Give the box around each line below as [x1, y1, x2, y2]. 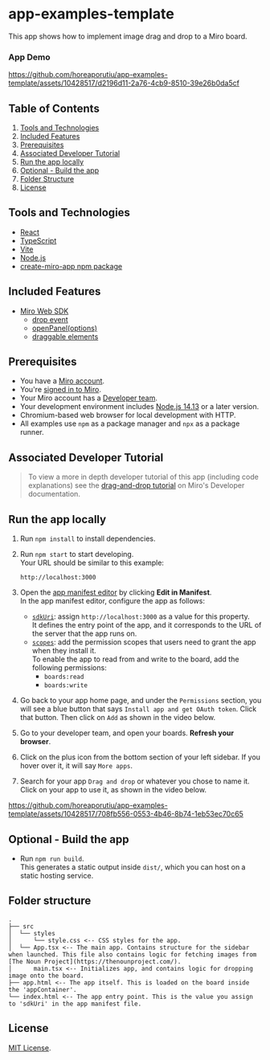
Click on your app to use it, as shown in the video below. [19, 785, 207, 795]
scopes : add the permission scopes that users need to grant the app [31, 637, 256, 647]
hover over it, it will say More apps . [19, 761, 133, 771]
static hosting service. [19, 870, 94, 880]
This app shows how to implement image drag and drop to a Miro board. [8, 31, 247, 41]
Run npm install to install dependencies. [19, 534, 156, 543]
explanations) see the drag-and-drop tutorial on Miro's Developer [27, 481, 245, 490]
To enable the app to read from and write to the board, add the [31, 654, 239, 664]
